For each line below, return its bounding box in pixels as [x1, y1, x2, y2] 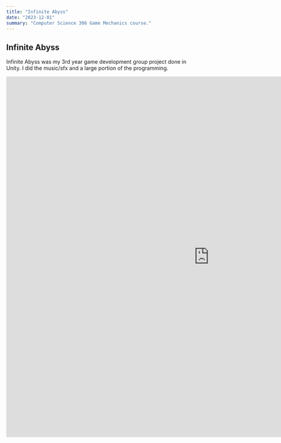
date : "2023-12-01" [6, 14, 55, 20]
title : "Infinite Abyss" [6, 8, 68, 15]
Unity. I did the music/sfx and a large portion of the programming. [6, 64, 169, 72]
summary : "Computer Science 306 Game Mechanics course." [6, 20, 152, 26]
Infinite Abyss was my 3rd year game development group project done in [6, 58, 187, 66]
